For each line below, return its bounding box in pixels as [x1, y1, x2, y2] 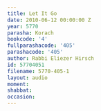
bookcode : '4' [7, 36, 48, 43]
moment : [7, 81, 30, 88]
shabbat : [7, 87, 33, 94]
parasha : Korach [7, 29, 54, 37]
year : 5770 [7, 23, 39, 30]
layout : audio [7, 74, 48, 81]
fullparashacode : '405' [7, 42, 76, 49]
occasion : [7, 94, 36, 101]
